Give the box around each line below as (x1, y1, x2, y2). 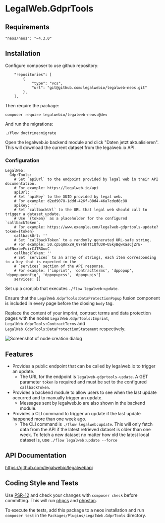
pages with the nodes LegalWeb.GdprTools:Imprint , (5, 315, 110, 321)
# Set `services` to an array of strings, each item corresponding (14, 255, 156, 260)
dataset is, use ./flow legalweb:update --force (19, 437, 117, 443)
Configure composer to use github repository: (5, 63, 99, 69)
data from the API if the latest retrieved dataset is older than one (19, 426, 151, 432)
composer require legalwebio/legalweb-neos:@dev (5, 112, 108, 117)
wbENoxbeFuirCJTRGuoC (5, 246, 50, 251)
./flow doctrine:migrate (5, 130, 56, 136)
